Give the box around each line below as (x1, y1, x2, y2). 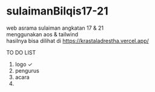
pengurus (15, 67, 39, 74)
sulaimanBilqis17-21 (6, 4, 108, 18)
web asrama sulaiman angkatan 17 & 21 (6, 24, 104, 31)
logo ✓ (15, 61, 33, 68)
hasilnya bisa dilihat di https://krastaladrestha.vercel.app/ (6, 37, 150, 44)
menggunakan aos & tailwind (6, 30, 79, 38)
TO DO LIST (6, 48, 36, 56)
